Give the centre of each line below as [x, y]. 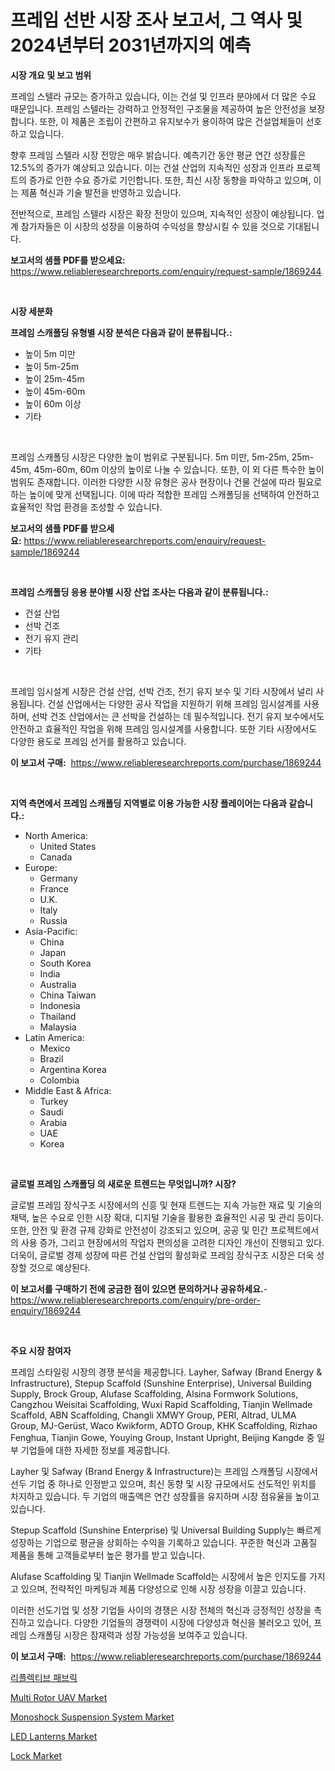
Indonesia [60, 1005]
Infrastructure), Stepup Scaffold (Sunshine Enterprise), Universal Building [161, 1383]
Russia [53, 920]
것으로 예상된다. [59, 1267]
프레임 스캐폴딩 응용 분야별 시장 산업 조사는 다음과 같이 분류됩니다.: [139, 592]
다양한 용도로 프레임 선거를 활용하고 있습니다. [98, 741]
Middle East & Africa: [68, 1090]
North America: [56, 835]
